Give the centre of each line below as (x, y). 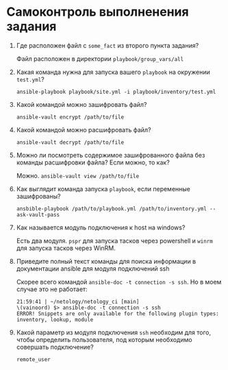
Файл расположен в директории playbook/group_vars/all (100, 58)
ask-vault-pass (38, 214)
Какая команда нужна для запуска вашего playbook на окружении (113, 72)
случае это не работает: (52, 289)
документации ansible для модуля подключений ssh (93, 269)
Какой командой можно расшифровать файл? (84, 129)
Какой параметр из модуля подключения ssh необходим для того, (114, 332)
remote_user (33, 359)
